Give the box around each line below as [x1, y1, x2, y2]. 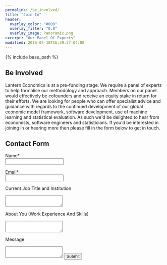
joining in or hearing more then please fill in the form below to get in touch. [5, 124, 160, 131]
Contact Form [5, 139, 49, 148]
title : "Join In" [5, 12, 42, 17]
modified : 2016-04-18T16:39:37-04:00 [5, 40, 85, 45]
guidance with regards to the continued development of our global [5, 103, 143, 109]
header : [5, 17, 22, 22]
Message [5, 236, 25, 242]
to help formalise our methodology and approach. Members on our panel [5, 87, 157, 93]
